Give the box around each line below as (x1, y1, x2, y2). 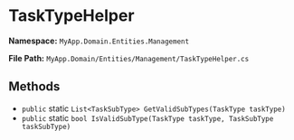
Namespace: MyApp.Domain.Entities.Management (8, 35, 190, 46)
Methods (8, 79, 61, 95)
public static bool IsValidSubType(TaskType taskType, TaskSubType (21, 112, 274, 123)
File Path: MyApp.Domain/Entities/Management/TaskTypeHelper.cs (8, 52, 250, 63)
